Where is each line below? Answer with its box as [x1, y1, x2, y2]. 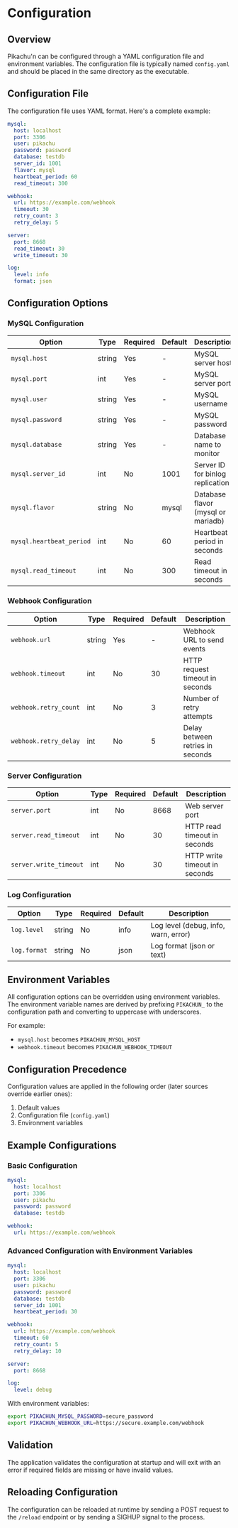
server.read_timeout [11, 831, 80, 840]
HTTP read [185, 822, 222, 832]
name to [193, 439, 222, 449]
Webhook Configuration [7, 595, 92, 605]
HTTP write [185, 851, 223, 861]
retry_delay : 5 [13, 219, 59, 227]
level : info [13, 271, 50, 278]
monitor [193, 448, 220, 458]
